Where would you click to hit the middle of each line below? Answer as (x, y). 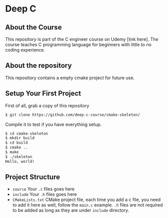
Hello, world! (20, 161)
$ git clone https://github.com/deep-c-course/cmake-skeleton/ (73, 115)
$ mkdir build (20, 138)
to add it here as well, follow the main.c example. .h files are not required (88, 205)
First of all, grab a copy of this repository (47, 105)
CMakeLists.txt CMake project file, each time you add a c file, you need (87, 200)
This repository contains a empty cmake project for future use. (70, 78)
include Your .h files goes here (44, 194)
